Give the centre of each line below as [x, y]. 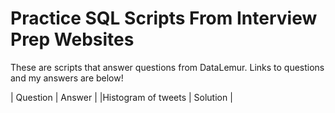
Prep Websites [72, 39]
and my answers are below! [67, 78]
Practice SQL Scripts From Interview [164, 18]
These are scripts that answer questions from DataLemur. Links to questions [167, 67]
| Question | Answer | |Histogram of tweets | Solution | [121, 97]
